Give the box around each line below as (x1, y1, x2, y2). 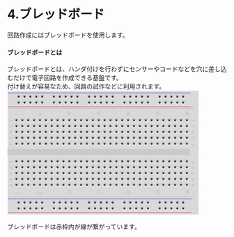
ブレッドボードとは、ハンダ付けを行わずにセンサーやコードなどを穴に (7, 65, 209, 73)
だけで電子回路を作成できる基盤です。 (13, 74, 123, 82)
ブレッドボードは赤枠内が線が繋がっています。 (7, 222, 141, 231)
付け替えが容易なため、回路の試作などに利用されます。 (7, 82, 166, 91)
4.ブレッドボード (7, 6, 105, 22)
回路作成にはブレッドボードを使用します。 (7, 31, 129, 39)
